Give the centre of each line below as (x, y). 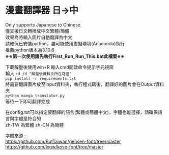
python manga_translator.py (35, 96)
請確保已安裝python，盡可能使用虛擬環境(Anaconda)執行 (65, 43)
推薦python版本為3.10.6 (30, 50)
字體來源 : (16, 136)
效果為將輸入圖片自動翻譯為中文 (39, 37)
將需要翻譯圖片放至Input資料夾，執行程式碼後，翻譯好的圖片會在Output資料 (85, 84)
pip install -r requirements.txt (41, 79)
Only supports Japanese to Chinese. (44, 25)
